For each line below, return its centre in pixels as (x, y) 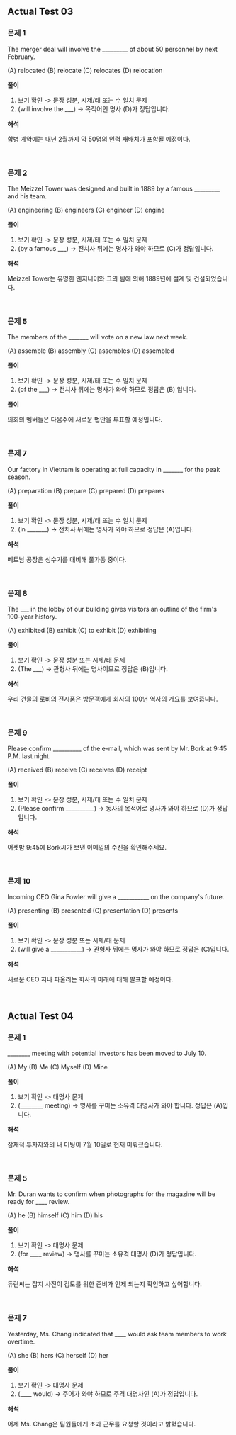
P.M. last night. (29, 756)
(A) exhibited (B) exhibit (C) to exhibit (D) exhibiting (82, 630)
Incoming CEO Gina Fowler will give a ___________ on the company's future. (116, 897)
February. (21, 57)
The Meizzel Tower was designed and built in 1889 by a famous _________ (114, 188)
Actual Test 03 (40, 12)
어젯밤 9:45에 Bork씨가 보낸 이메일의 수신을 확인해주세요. (87, 848)
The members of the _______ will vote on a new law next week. (98, 337)
